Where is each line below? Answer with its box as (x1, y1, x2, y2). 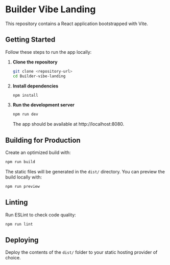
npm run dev (12, 112, 38, 117)
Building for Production (5, 136, 81, 144)
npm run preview (5, 184, 40, 189)
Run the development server (12, 102, 75, 108)
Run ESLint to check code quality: (5, 211, 77, 218)
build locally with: (5, 174, 42, 180)
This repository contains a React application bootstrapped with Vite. (5, 20, 148, 27)
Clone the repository (12, 59, 58, 65)
